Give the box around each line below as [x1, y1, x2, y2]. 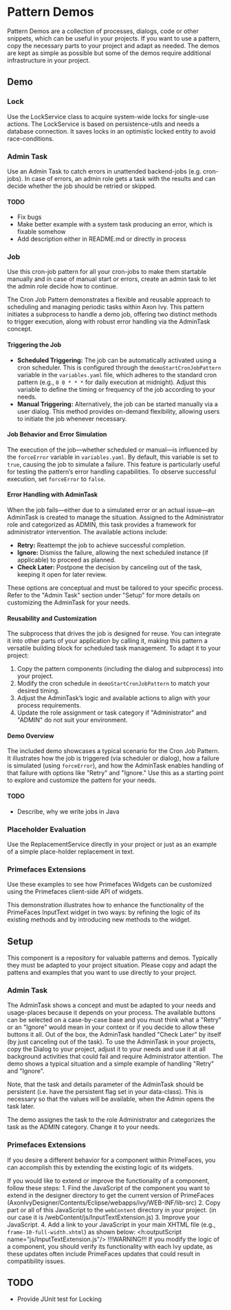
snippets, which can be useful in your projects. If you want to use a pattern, [7, 34, 221, 42]
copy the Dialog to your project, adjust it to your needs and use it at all [7, 1045, 206, 1053]
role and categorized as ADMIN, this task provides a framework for [7, 520, 197, 529]
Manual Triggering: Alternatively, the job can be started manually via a [16, 400, 219, 408]
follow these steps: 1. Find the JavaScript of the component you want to [7, 1183, 210, 1192]
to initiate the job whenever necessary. [16, 414, 127, 423]
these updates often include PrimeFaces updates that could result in [7, 1249, 201, 1258]
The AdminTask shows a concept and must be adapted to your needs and [7, 1001, 217, 1009]
